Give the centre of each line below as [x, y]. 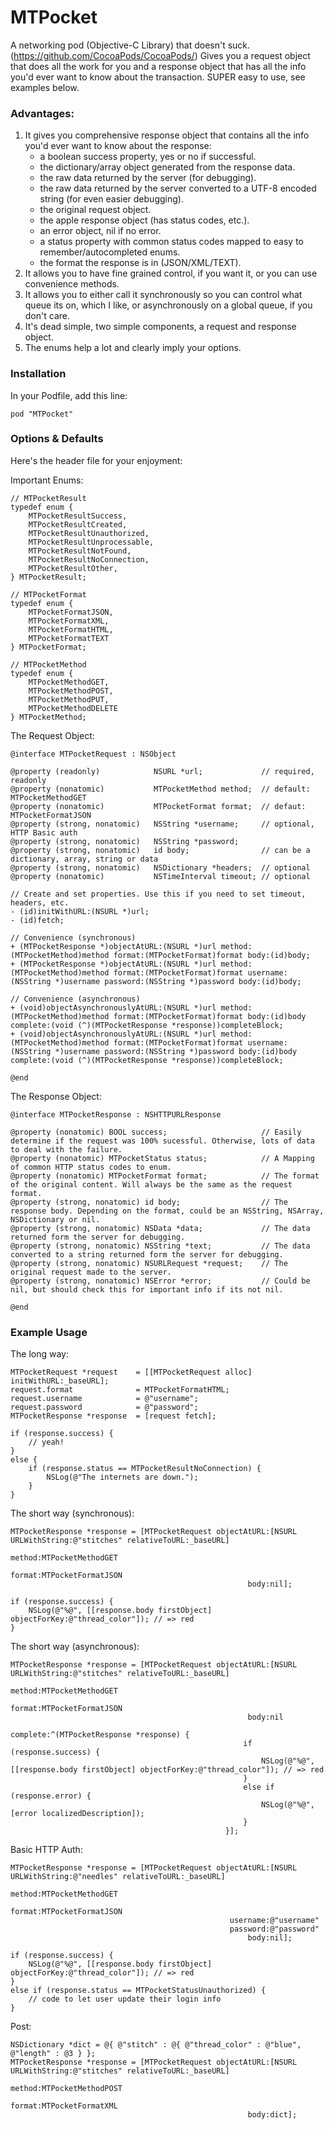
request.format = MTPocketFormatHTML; [120, 1390]
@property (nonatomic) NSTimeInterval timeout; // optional [160, 876]
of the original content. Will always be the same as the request [151, 1184]
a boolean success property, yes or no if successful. [148, 157]
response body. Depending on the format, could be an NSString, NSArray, [167, 1211]
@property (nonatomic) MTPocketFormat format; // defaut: [158, 806]
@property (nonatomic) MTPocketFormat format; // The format [165, 1176]
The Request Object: [52, 735]
